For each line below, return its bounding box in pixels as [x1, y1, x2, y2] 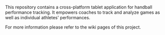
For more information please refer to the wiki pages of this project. [5, 24, 141, 30]
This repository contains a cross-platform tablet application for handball [5, 4, 153, 10]
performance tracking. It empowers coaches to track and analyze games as [5, 9, 160, 15]
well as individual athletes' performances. [5, 15, 90, 20]
